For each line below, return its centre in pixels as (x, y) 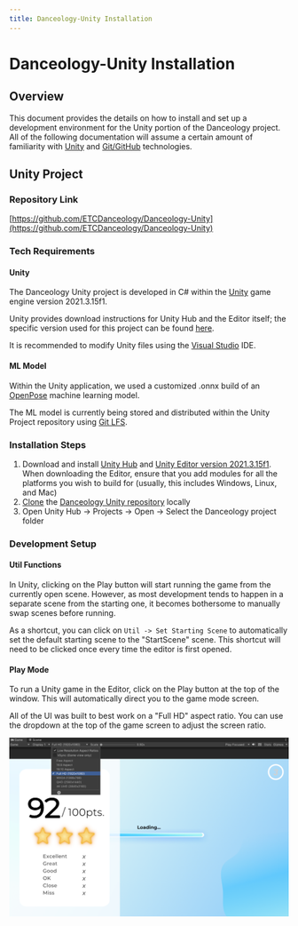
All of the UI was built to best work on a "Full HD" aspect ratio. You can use (146, 716)
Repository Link (44, 199)
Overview (37, 96)
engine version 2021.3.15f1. (59, 301)
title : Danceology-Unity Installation (81, 19)
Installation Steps (48, 444)
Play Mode (29, 669)
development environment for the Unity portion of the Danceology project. (145, 127)
